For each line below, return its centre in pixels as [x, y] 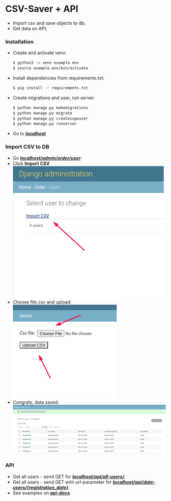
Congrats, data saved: [36, 402]
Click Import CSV [31, 163]
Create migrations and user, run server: [54, 98]
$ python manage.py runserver [45, 124]
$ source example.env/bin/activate [50, 68]
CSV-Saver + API [42, 9]
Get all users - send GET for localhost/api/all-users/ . [69, 476]
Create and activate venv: [40, 53]
